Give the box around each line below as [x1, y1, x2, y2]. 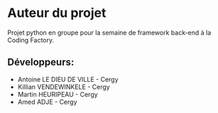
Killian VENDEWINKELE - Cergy [17, 83, 110, 91]
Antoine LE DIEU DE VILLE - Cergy [17, 75, 119, 83]
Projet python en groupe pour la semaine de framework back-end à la [7, 28, 212, 37]
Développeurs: [7, 56, 75, 69]
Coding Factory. [7, 35, 55, 44]
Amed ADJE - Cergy [17, 97, 77, 106]
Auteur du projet [7, 5, 107, 21]
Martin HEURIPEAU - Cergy [17, 90, 98, 98]
